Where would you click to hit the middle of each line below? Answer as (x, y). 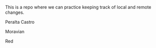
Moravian (15, 31)
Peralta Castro (20, 22)
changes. (15, 12)
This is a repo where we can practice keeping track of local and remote (78, 7)
